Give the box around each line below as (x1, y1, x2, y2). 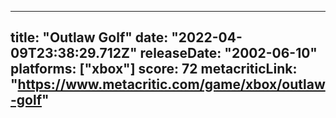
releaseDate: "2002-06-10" (139, 45, 318, 62)
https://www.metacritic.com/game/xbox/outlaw (17, 76, 326, 93)
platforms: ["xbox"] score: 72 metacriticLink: (10, 61, 298, 78)
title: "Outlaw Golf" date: (10, 29, 169, 46)
